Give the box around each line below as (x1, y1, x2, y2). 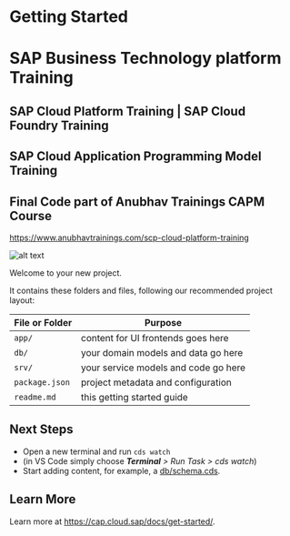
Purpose (144, 316, 183, 329)
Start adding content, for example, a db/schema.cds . (22, 465, 221, 476)
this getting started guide (80, 390, 188, 403)
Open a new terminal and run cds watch (22, 446, 171, 457)
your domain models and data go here (80, 346, 244, 359)
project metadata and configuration (80, 376, 232, 389)
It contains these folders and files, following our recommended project (9, 285, 273, 296)
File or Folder (14, 316, 73, 329)
